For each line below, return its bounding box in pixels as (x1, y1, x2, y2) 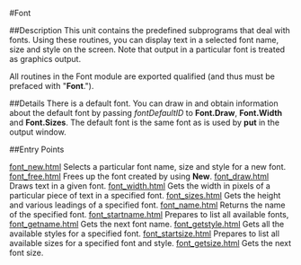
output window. (9, 127, 66, 137)
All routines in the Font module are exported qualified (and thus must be (9, 71, 276, 82)
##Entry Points (9, 144, 65, 155)
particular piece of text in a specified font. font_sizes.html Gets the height (9, 190, 281, 200)
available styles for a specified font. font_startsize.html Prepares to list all (9, 228, 280, 239)
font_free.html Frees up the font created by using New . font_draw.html (9, 171, 270, 181)
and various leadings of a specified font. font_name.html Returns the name (9, 199, 286, 210)
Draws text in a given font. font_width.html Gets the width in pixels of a (9, 181, 271, 191)
